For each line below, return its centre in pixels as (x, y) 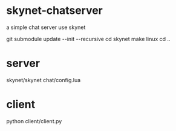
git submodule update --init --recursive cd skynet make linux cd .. (88, 39)
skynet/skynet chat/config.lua (44, 80)
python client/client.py (34, 121)
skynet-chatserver (54, 11)
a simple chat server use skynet (46, 27)
